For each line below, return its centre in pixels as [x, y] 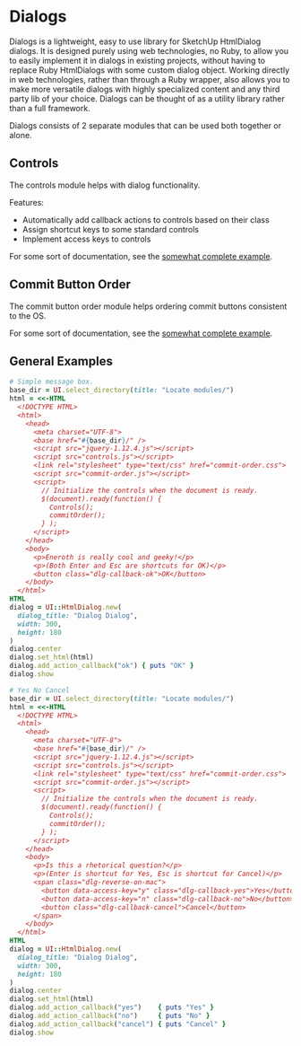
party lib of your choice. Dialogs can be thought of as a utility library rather [147, 98]
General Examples [61, 361]
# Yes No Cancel [39, 690]
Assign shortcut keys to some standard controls [111, 229]
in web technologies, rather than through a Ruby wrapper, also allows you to [150, 79]
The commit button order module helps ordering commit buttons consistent [148, 306]
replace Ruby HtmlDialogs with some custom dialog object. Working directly [150, 70]
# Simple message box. [52, 382]
